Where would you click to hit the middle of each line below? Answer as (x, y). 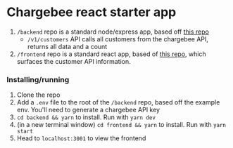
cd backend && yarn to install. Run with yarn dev (86, 117)
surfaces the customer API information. (74, 61)
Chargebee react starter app (92, 12)
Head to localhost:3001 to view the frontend (81, 138)
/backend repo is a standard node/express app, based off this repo (113, 32)
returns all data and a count (67, 46)
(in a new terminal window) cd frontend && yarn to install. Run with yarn (121, 125)
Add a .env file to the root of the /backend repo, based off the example (118, 102)
